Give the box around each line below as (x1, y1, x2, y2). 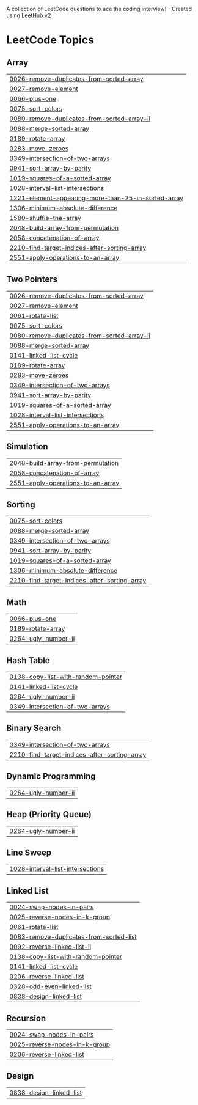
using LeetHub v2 (6, 12, 51, 19)
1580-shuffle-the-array (9, 214, 81, 222)
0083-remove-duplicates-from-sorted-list (9, 933, 137, 941)
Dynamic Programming (6, 771, 96, 782)
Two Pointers (6, 274, 58, 285)
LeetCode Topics (6, 33, 95, 47)
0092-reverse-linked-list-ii (9, 942, 92, 951)
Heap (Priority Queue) (6, 809, 92, 820)
